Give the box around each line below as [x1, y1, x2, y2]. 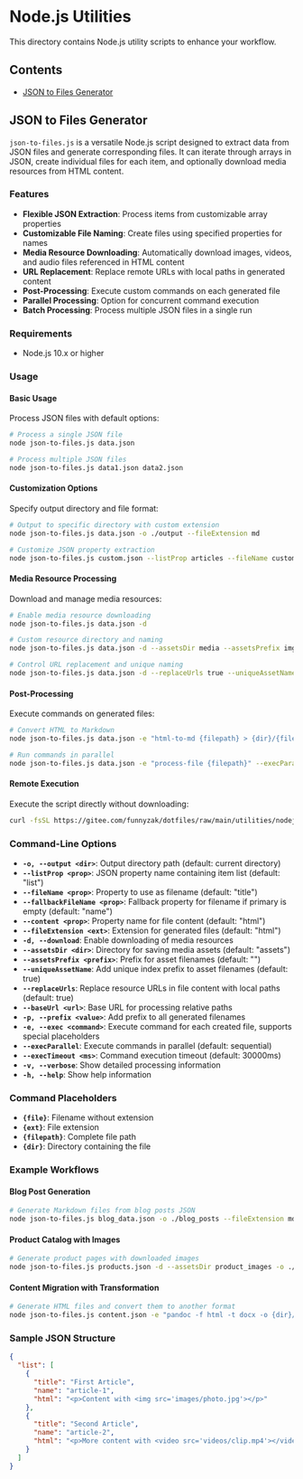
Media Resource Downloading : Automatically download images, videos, [22, 247, 292, 258]
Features [9, 188, 50, 201]
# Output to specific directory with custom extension [9, 520, 220, 530]
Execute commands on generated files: [9, 708, 155, 720]
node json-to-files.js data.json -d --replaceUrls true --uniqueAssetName [9, 669, 297, 678]
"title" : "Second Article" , [32, 1419, 140, 1429]
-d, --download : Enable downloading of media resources [22, 935, 234, 946]
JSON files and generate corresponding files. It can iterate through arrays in [9, 146, 291, 157]
